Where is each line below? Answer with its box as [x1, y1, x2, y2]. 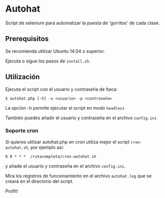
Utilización [5, 73, 40, 81]
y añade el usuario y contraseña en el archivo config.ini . [5, 163, 126, 169]
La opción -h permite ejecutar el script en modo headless [5, 105, 125, 111]
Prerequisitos [5, 35, 49, 43]
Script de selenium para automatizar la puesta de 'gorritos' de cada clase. [5, 20, 160, 26]
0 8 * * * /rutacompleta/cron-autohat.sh [5, 154, 96, 159]
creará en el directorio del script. [5, 178, 74, 184]
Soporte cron [5, 127, 39, 135]
